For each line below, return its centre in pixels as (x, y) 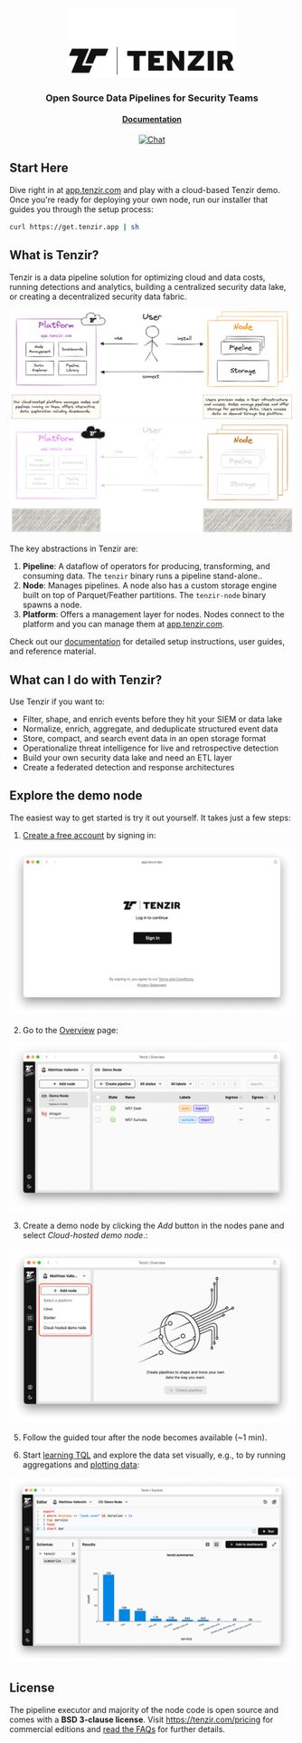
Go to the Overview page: (71, 1031)
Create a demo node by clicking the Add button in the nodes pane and (153, 1225)
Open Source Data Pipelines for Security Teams (152, 98)
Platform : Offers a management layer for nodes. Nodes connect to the (153, 615)
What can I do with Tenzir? (86, 679)
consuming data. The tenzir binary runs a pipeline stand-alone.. (142, 576)
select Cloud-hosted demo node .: (85, 1235)
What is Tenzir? (54, 255)
